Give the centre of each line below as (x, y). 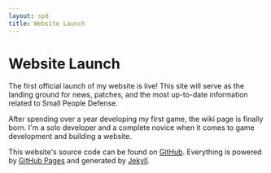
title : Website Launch (47, 24)
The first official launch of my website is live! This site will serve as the (127, 86)
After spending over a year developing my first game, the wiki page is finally (136, 119)
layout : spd (28, 16)
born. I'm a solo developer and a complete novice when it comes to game (131, 128)
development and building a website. (70, 136)
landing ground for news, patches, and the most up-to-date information (128, 95)
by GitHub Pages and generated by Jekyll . (79, 161)
